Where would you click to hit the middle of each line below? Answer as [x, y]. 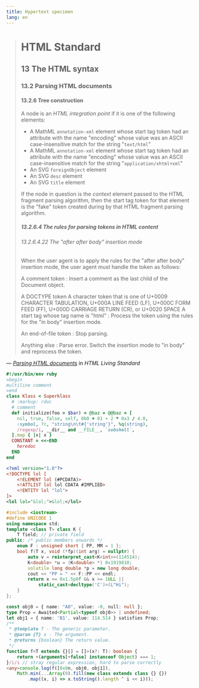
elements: [33, 120]
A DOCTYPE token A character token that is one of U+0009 [94, 296]
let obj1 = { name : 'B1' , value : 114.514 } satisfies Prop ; [83, 618]
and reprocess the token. [52, 351]
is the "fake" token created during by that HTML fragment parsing [102, 207]
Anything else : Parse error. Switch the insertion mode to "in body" [103, 345]
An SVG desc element [56, 176]
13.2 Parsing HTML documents [66, 86]
